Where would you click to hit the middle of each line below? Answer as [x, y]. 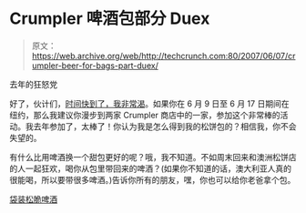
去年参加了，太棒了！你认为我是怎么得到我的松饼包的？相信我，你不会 [165, 126]
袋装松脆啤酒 [33, 199]
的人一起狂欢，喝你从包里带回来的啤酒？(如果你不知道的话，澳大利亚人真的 [151, 168]
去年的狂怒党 [33, 84]
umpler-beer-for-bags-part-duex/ [95, 66]
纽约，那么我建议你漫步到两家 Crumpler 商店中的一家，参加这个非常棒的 [145, 115]
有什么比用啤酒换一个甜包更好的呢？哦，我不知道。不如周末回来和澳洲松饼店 [153, 157]
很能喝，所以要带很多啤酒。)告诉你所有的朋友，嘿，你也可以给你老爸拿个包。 [153, 179]
